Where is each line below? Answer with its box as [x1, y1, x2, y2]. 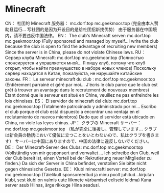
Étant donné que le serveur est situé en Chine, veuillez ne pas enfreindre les [5, 92, 159, 98]
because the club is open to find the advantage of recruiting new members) [5, 43, 158, 49]
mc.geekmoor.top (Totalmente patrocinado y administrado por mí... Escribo [5, 103, 157, 109]
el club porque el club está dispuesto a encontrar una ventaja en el [5, 109, 140, 114]
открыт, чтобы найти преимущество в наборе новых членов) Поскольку [5, 65, 157, 71]
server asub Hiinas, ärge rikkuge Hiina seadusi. [5, 182, 100, 188]
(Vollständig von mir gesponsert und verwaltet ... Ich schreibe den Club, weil [5, 150, 159, 156]
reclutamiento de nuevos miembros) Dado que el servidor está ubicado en [5, 114, 155, 120]
